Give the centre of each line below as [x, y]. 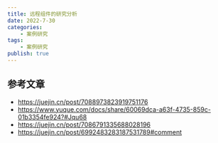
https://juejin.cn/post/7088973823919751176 [83, 102]
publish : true [28, 54]
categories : [25, 27]
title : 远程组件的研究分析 [43, 14]
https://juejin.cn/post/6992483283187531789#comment [100, 132]
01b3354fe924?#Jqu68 [52, 117]
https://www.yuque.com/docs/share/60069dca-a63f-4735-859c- [114, 109]
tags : [15, 41]
